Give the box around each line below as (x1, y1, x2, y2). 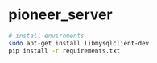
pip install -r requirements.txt (8, 46, 121, 55)
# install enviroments (8, 32, 85, 40)
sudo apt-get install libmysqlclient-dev (8, 39, 150, 47)
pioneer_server (8, 6, 113, 24)
